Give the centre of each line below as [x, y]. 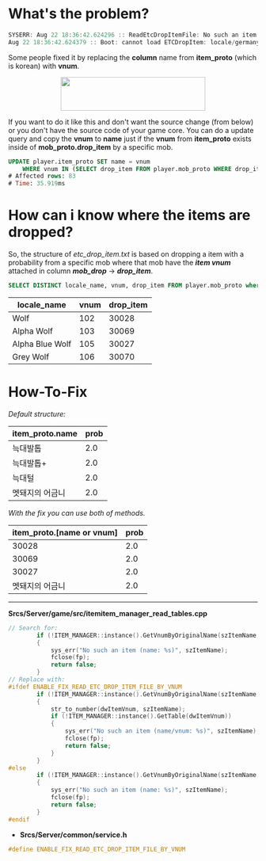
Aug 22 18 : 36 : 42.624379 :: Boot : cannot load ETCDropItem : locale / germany [134, 42]
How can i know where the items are [129, 215]
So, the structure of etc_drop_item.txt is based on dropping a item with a [126, 254]
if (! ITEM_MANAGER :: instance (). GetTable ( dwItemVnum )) [141, 716]
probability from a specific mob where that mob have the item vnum [120, 263]
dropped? [41, 232]
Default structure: [37, 413]
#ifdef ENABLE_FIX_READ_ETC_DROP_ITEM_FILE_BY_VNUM [95, 687]
